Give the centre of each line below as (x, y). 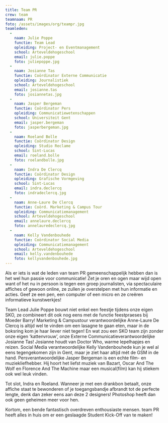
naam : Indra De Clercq (38, 170)
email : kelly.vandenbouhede (44, 254)
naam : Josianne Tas (35, 71)
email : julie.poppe (35, 57)
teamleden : (17, 29)
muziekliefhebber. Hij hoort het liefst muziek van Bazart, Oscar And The (79, 363)
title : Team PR (21, 10)
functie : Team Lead (35, 43)
